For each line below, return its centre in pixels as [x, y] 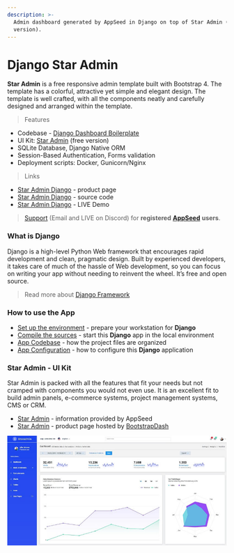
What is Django [34, 236]
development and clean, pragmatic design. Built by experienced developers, [117, 258]
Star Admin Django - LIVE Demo [63, 205]
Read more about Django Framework [77, 294]
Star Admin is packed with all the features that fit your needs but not [105, 383]
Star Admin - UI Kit [39, 368]
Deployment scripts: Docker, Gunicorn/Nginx [81, 163]
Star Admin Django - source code [65, 197]
